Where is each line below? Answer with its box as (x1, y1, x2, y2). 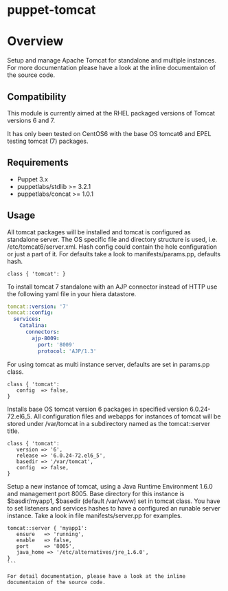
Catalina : (19, 322, 48, 329)
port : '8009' (37, 341, 76, 348)
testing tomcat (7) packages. (7, 137, 89, 145)
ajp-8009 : (32, 335, 60, 342)
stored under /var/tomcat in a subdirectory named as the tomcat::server (7, 419, 211, 427)
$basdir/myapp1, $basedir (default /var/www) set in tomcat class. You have (7, 497, 220, 505)
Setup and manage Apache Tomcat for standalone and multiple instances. (7, 56, 217, 65)
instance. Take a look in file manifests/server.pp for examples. (7, 511, 183, 520)
